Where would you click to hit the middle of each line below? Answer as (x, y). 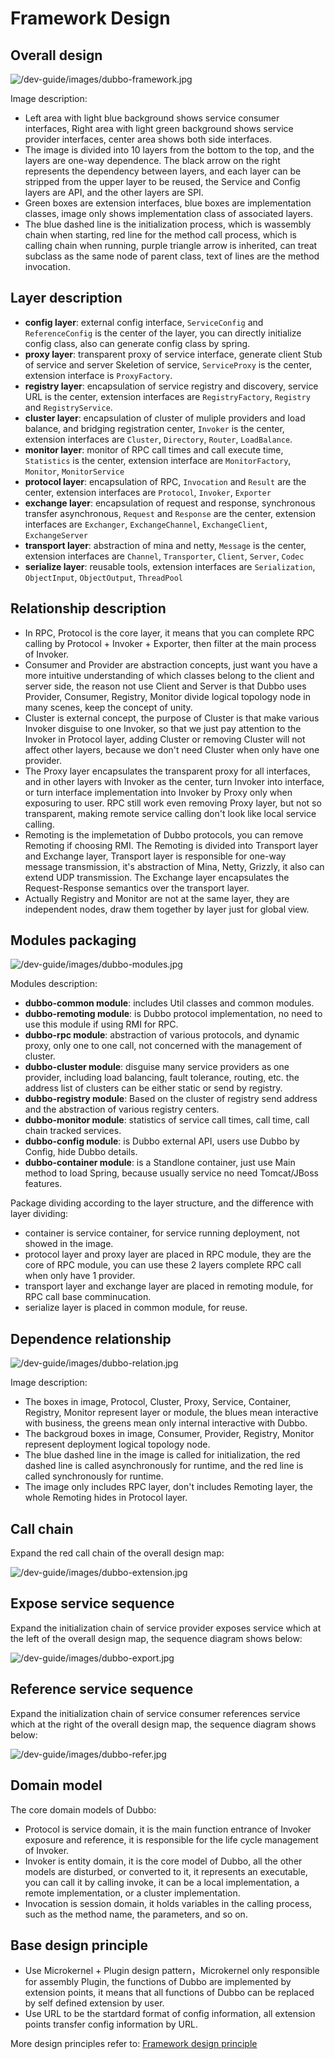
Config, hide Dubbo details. (81, 1152)
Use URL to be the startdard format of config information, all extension (170, 2014)
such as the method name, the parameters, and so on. (136, 1914)
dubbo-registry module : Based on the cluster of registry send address (171, 1099)
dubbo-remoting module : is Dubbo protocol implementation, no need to (173, 1014)
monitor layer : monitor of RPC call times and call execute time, (154, 449)
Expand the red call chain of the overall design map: (117, 1553)
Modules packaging (73, 940)
